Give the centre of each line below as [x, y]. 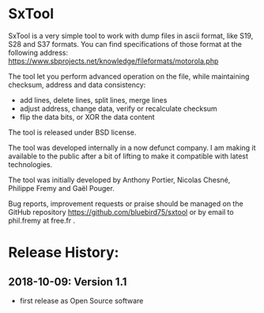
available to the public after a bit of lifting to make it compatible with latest [128, 156]
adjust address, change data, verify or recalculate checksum [118, 109]
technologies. [30, 164]
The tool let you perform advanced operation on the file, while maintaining [129, 76]
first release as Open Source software [81, 300]
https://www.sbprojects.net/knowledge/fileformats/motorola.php [113, 61]
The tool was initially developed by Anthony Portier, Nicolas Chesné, [119, 180]
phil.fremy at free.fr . [42, 220]
